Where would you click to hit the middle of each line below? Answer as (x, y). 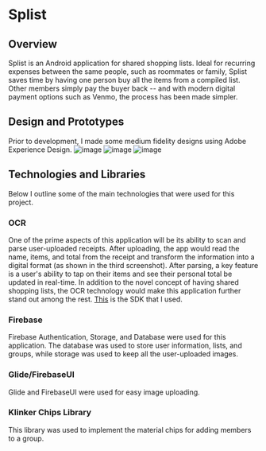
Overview (33, 44)
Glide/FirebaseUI (42, 375)
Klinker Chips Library (50, 413)
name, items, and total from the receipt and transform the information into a (132, 257)
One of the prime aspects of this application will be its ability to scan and (127, 239)
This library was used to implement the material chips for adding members (130, 430)
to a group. (26, 438)
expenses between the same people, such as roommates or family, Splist (128, 72)
